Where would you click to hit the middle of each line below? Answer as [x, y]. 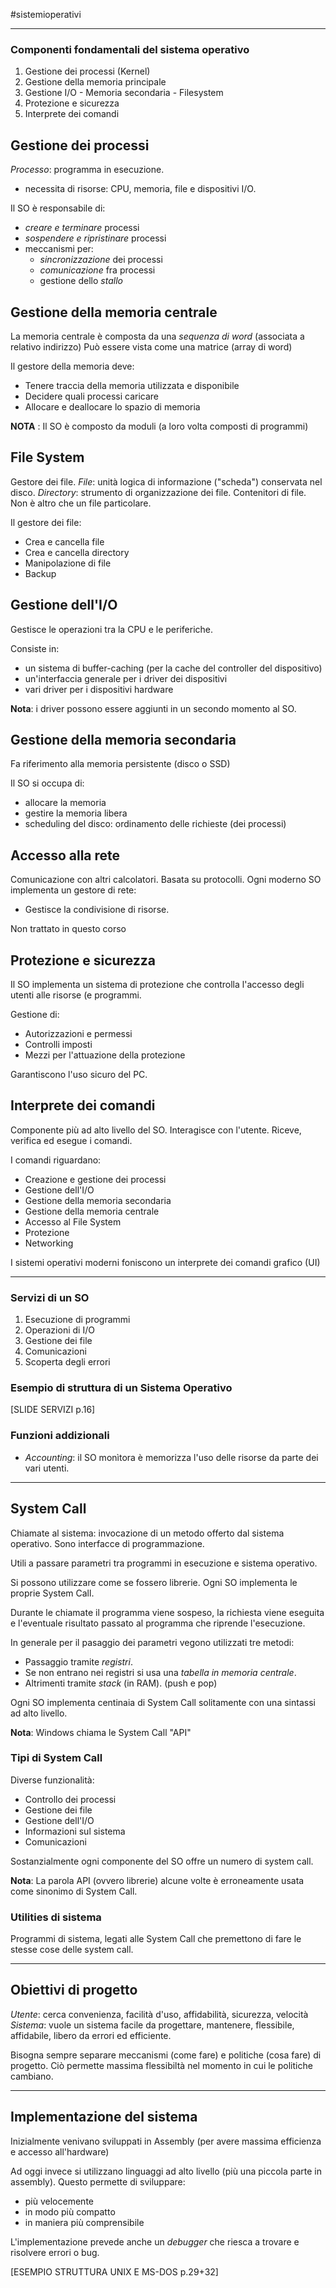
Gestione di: [35, 1014]
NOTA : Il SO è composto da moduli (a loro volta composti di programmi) [159, 426]
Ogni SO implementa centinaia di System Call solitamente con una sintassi [163, 1702]
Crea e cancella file [64, 541]
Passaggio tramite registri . [78, 1661]
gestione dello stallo [81, 281]
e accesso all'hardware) [60, 2151]
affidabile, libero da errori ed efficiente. [91, 2035]
